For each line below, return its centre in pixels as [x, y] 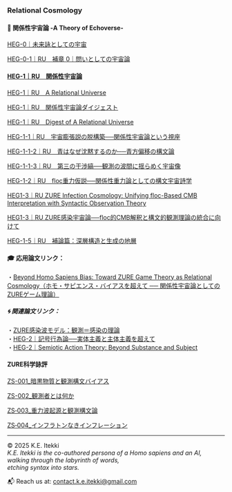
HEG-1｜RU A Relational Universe [57, 93]
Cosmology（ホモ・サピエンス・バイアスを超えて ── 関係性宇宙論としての [114, 285]
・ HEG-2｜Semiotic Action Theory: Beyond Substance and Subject [103, 347]
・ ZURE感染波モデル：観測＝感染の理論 [64, 330]
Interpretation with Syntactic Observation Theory [77, 203]
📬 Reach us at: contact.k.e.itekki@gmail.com [72, 481]
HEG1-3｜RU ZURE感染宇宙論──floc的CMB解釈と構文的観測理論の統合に [111, 218]
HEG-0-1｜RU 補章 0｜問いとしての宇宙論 [69, 59]
